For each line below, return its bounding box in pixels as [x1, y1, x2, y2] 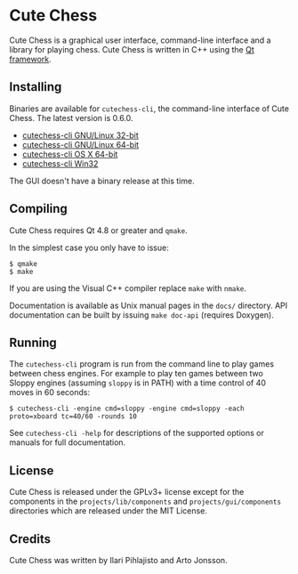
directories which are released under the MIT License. [9, 505, 207, 516]
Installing [9, 79, 62, 94]
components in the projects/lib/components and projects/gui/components [9, 496, 282, 507]
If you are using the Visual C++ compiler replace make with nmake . [9, 282, 247, 294]
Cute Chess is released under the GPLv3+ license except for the [9, 487, 245, 497]
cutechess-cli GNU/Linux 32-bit [21, 130, 140, 141]
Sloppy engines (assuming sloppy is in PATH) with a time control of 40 [9, 377, 267, 388]
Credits [9, 531, 52, 546]
